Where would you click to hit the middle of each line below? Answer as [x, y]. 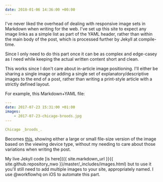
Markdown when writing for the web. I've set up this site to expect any [76, 29]
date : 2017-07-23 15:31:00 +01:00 [40, 107]
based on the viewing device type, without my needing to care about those [80, 144]
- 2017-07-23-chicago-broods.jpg [48, 116]
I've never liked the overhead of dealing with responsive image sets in [75, 23]
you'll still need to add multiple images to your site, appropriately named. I [79, 169]
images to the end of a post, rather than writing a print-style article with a [79, 79]
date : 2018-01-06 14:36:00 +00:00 [40, 10]
